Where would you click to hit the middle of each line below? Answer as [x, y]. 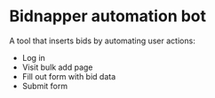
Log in [34, 57]
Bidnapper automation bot [108, 16]
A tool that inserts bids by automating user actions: [102, 41]
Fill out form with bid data [69, 76]
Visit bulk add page [57, 67]
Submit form [45, 86]
